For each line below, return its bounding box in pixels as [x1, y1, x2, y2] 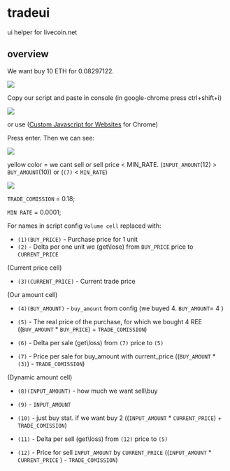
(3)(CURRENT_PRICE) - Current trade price [17, 277, 136, 285]
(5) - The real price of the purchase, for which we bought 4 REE [17, 317, 203, 326]
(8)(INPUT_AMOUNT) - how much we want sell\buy [17, 386, 158, 395]
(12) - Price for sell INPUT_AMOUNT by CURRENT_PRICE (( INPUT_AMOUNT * [17, 448, 212, 456]
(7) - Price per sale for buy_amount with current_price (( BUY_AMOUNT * [17, 352, 216, 361]
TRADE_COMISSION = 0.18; [7, 194, 76, 203]
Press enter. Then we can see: [7, 133, 95, 142]
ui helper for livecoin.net [7, 28, 78, 36]
